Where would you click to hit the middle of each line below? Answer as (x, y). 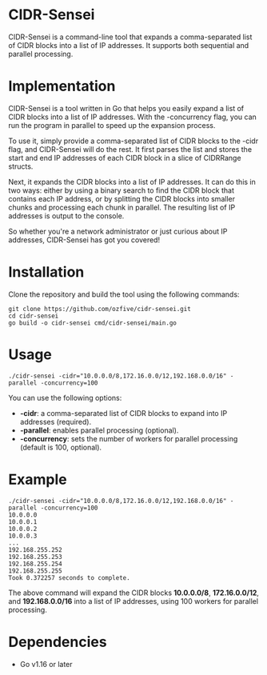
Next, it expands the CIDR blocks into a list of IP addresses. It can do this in (132, 182)
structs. (21, 166)
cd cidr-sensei (34, 316)
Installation (46, 272)
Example (38, 479)
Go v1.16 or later (46, 664)
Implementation (62, 86)
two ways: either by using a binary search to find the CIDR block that (121, 190)
